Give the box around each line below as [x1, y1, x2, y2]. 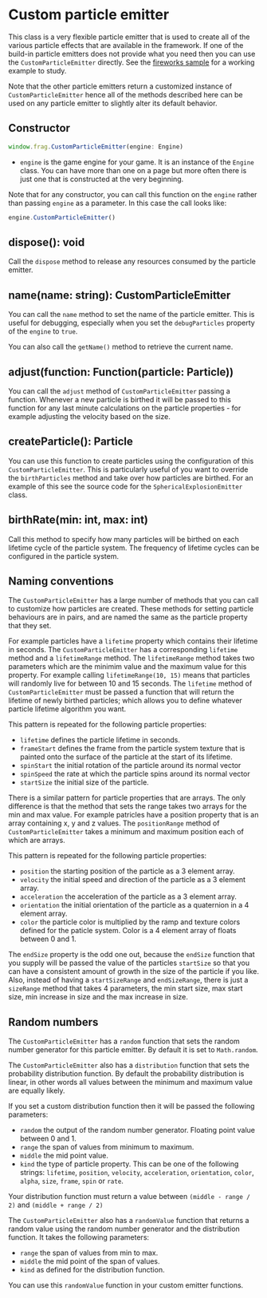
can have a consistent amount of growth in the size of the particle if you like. [8, 967, 259, 976]
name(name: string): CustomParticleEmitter [8, 288, 231, 302]
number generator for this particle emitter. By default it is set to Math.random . [8, 1045, 259, 1055]
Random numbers [8, 1015, 99, 1029]
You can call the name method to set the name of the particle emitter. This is [8, 310, 255, 319]
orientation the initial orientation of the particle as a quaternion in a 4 [19, 900, 249, 910]
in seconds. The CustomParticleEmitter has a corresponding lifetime [8, 645, 238, 655]
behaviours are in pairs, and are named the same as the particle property [8, 612, 249, 622]
